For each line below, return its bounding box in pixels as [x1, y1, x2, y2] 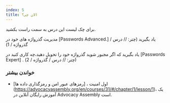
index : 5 [6, 7, 24, 13]
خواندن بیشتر [6, 69, 35, 76]
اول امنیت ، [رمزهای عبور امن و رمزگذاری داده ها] [13, 81, 108, 87]
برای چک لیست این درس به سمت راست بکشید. [6, 26, 96, 32]
